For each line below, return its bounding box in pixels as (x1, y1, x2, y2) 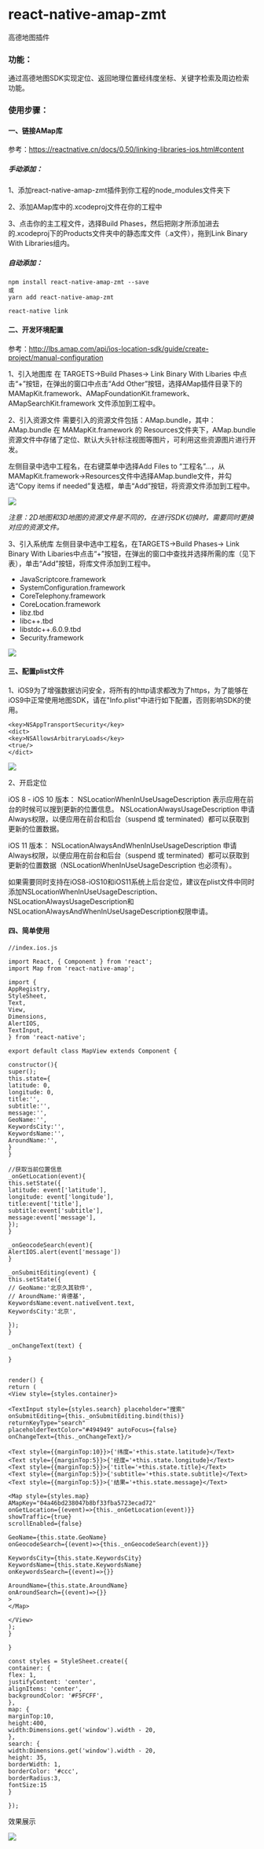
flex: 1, (8, 1671, 37, 1679)
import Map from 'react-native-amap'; (8, 965, 135, 972)
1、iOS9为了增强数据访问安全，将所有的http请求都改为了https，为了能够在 (8, 686, 249, 695)
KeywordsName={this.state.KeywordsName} (8, 1560, 143, 1569)
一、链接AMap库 (8, 126, 63, 135)
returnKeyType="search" (8, 1419, 86, 1427)
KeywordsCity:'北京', (8, 1307, 77, 1315)
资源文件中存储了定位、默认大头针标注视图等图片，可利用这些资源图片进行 (8, 435, 249, 444)
